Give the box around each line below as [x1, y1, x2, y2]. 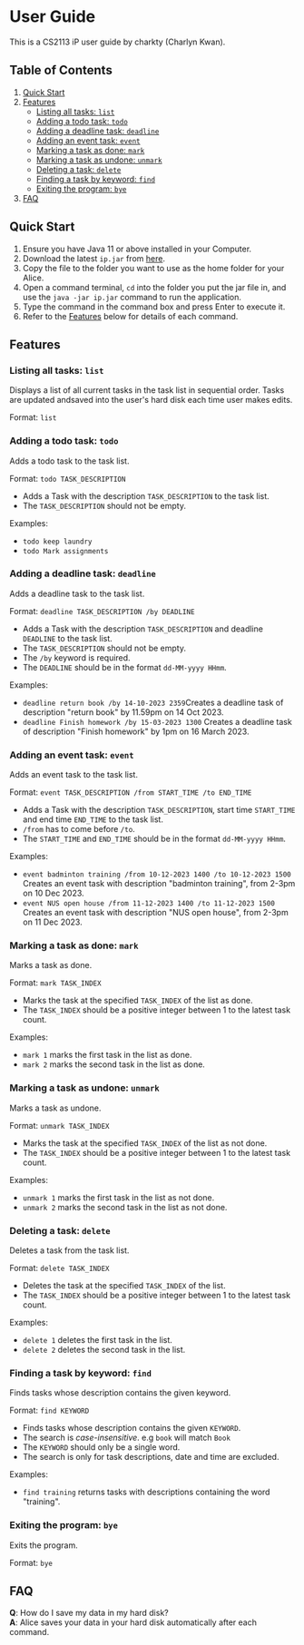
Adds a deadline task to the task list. [9, 588, 145, 599]
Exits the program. [9, 1540, 79, 1551]
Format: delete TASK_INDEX [9, 1263, 110, 1274]
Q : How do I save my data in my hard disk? [9, 1608, 170, 1619]
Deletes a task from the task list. [9, 1245, 130, 1256]
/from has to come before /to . [22, 824, 136, 835]
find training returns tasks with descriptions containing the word [22, 1486, 270, 1498]
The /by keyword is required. [22, 651, 131, 663]
